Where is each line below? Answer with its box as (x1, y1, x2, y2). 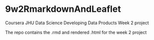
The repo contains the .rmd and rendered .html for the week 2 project (5, 29, 147, 35)
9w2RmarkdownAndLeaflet (5, 3, 121, 15)
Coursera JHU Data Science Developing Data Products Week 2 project (5, 20, 150, 26)
